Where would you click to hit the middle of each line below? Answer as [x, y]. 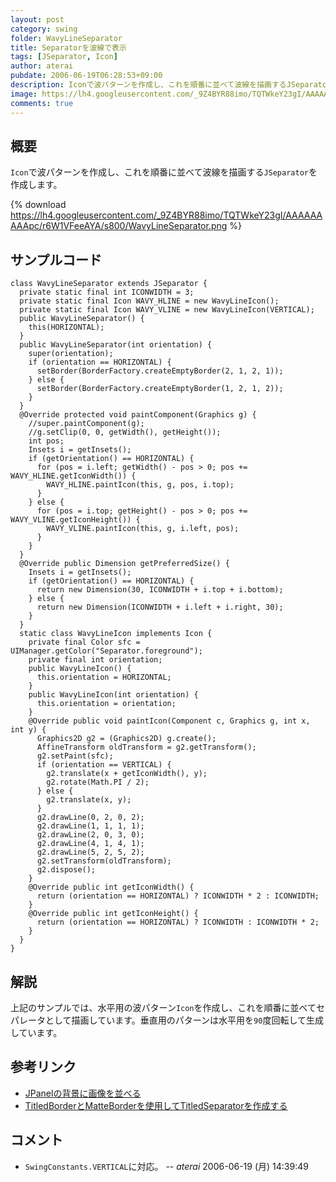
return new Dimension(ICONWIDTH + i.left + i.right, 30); [160, 607]
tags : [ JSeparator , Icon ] [64, 57]
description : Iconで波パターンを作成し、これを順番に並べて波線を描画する [148, 85]
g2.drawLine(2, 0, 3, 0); [90, 835]
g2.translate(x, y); [89, 800]
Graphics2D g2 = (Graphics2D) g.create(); [126, 739]
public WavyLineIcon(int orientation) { [113, 695]
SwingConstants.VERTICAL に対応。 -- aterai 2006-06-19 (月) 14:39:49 [166, 1166]
